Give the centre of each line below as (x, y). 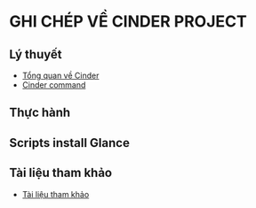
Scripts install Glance (70, 143)
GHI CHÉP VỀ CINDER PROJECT (128, 22)
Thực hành (40, 113)
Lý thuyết (36, 54)
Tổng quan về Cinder (60, 75)
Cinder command (54, 85)
